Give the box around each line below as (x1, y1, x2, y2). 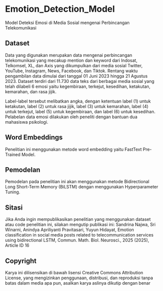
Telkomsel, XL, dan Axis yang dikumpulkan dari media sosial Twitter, (5, 62, 143, 68)
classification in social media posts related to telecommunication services (5, 232, 154, 238)
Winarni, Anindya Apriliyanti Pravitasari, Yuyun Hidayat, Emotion (5, 227, 135, 233)
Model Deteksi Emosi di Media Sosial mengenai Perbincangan (5, 20, 130, 26)
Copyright (5, 257, 37, 265)
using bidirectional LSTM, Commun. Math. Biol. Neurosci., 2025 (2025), (5, 237, 149, 243)
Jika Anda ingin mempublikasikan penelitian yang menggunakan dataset (5, 216, 151, 222)
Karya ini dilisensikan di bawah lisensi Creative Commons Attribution (5, 270, 143, 275)
